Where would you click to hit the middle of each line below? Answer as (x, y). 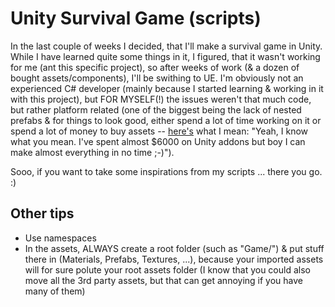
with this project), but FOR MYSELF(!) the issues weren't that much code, (161, 99)
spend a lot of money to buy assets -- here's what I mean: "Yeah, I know (159, 131)
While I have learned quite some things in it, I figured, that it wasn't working (165, 56)
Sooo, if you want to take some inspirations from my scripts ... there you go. (166, 171)
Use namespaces (60, 238)
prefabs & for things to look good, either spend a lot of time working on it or (166, 120)
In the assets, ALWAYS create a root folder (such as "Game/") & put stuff (174, 248)
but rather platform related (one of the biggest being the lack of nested (156, 109)
